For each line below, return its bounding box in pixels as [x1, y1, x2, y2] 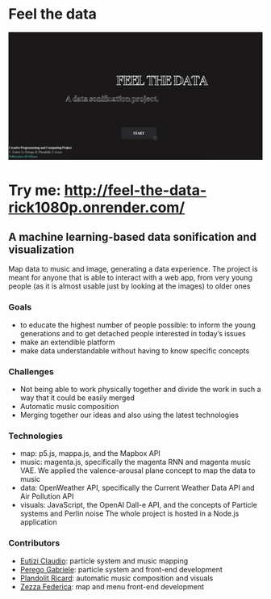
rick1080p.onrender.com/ [8, 198, 186, 217]
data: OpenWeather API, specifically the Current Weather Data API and [19, 483, 256, 493]
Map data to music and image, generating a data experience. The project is [8, 264, 258, 274]
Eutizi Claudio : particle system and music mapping [19, 555, 189, 566]
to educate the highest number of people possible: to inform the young [19, 320, 256, 330]
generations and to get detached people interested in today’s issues [19, 328, 246, 338]
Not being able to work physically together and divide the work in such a [19, 385, 261, 394]
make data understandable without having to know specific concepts [19, 345, 250, 356]
